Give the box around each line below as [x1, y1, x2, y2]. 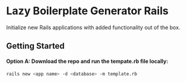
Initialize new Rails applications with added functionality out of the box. [6, 24, 181, 31]
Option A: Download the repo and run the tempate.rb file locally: [6, 58, 169, 65]
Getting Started [6, 41, 65, 51]
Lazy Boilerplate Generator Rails [6, 4, 169, 18]
